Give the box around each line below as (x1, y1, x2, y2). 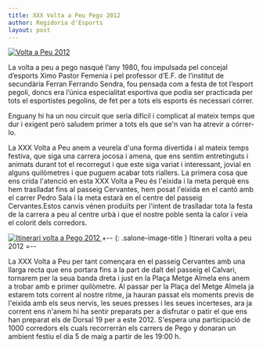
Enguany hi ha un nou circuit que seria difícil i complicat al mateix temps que (8, 111, 255, 121)
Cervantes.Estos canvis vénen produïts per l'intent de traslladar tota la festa (8, 202, 253, 211)
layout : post (8, 26, 51, 34)
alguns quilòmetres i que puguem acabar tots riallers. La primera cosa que (8, 168, 248, 177)
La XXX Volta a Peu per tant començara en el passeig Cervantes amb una (8, 256, 246, 267)
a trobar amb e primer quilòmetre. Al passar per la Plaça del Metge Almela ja (8, 282, 254, 291)
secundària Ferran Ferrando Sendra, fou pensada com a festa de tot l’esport (8, 79, 254, 89)
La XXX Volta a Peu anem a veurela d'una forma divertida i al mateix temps (8, 143, 249, 153)
